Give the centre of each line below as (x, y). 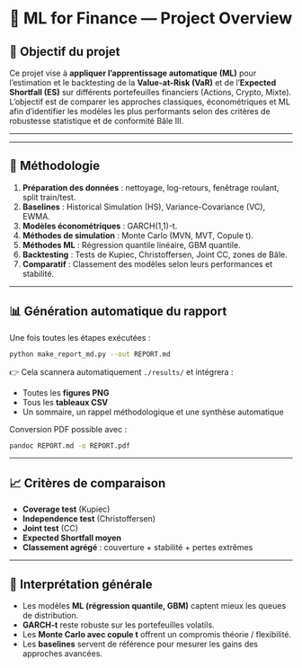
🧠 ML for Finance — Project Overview (151, 18)
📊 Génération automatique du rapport (118, 312)
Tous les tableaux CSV (65, 402)
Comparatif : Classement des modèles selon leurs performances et (147, 263)
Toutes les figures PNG (66, 392)
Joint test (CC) (50, 529)
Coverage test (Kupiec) (66, 509)
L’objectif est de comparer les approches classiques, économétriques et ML (150, 102)
